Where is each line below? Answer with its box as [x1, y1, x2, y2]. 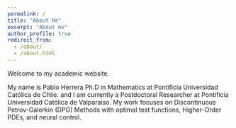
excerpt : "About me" [7, 23, 69, 30]
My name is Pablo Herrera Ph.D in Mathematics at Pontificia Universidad [7, 83, 218, 91]
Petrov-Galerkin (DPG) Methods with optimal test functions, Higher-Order [7, 105, 222, 114]
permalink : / [7, 10, 46, 18]
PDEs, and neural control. [7, 112, 82, 121]
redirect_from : [7, 37, 52, 44]
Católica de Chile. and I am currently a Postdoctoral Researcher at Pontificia [7, 90, 229, 99]
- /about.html [13, 50, 55, 57]
